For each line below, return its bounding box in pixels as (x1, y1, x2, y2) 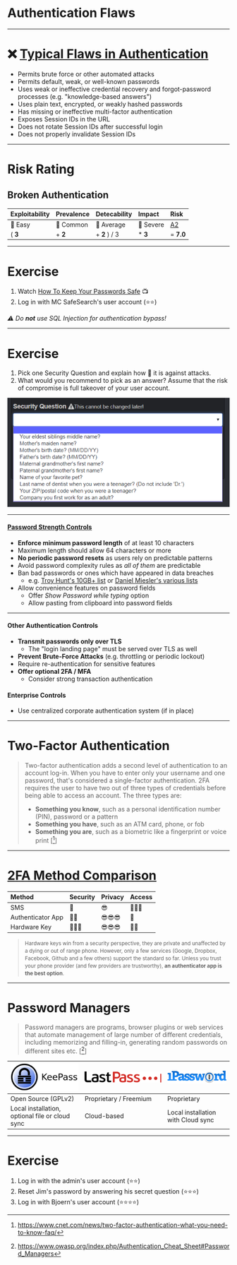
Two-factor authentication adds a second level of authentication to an (24, 761, 228, 770)
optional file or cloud (10, 1112, 71, 1120)
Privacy (101, 893, 125, 901)
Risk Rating (7, 161, 75, 177)
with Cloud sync (166, 1115, 214, 1124)
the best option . (24, 970, 65, 977)
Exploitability (10, 210, 51, 218)
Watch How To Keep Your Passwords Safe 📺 (17, 287, 149, 296)
